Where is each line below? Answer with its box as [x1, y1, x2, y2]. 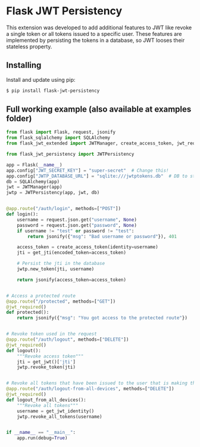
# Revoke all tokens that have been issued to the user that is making [6, 380, 187, 386]
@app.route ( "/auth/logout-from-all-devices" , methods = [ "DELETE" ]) [6, 386, 174, 392]
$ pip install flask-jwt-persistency [6, 88, 100, 94]
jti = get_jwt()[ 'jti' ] [17, 359, 76, 365]
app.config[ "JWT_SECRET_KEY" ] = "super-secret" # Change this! [6, 167, 169, 174]
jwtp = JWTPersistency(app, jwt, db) [6, 190, 100, 196]
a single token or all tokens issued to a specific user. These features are [6, 30, 182, 37]
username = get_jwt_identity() [17, 408, 95, 414]
